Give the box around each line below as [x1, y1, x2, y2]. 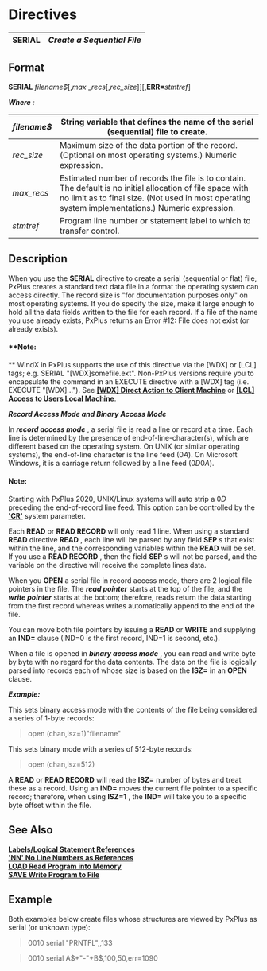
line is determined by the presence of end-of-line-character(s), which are [8, 433, 249, 442]
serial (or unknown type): [8, 922, 91, 932]
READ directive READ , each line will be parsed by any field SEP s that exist [8, 534, 255, 544]
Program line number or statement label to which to [59, 215, 251, 226]
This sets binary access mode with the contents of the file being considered [8, 705, 257, 714]
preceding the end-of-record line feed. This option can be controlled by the [8, 503, 256, 512]
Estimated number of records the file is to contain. [59, 173, 246, 184]
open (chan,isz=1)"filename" [27, 728, 122, 738]
